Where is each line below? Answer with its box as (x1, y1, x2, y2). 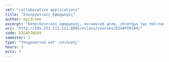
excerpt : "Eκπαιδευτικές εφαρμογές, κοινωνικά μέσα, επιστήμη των (5, 21, 147, 26)
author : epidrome (5, 16, 42, 21)
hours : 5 (5, 44, 24, 49)
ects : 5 (5, 49, 22, 54)
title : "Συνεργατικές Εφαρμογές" (5, 12, 75, 17)
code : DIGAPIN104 (5, 30, 42, 35)
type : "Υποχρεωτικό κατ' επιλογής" (5, 40, 80, 45)
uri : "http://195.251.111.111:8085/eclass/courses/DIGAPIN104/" (5, 26, 143, 31)
